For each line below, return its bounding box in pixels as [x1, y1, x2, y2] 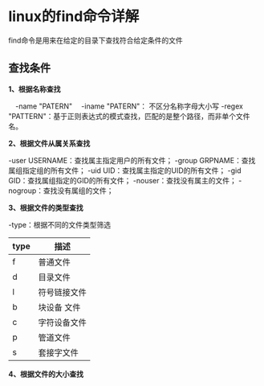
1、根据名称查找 [8, 84, 62, 93]
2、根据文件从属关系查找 [8, 138, 91, 148]
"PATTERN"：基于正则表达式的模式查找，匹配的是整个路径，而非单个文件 [8, 111, 250, 121]
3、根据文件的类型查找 [8, 203, 84, 212]
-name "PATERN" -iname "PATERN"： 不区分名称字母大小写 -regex [14, 101, 243, 111]
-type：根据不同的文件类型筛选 [8, 220, 111, 229]
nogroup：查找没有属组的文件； [8, 186, 114, 195]
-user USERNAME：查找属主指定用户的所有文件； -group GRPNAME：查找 [8, 155, 256, 165]
